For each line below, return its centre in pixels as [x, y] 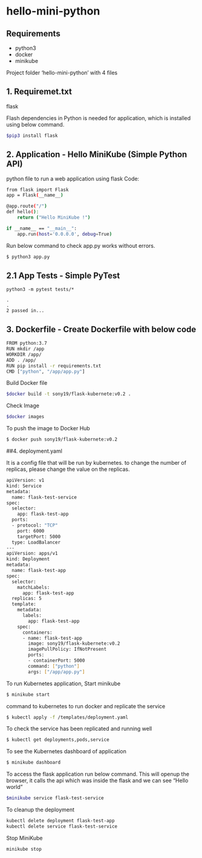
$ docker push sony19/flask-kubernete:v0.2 [62, 440]
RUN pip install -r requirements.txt [54, 366]
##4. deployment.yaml [34, 451]
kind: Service [24, 486]
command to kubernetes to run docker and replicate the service [86, 706]
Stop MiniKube [24, 838]
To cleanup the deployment [40, 810]
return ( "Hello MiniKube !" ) [54, 218]
